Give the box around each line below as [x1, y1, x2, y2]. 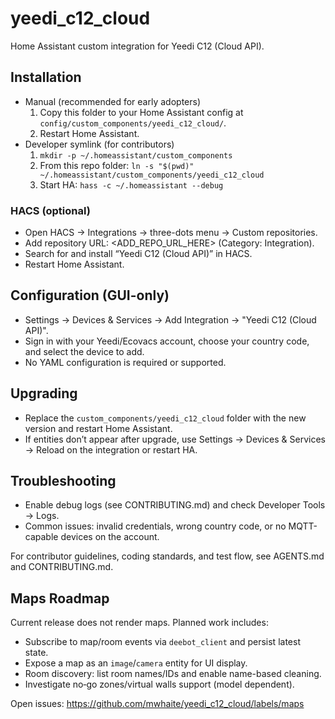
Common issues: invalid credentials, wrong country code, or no [24, 520, 287, 532]
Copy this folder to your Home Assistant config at [39, 106, 244, 118]
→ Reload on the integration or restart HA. [24, 443, 198, 456]
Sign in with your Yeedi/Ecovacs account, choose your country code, [24, 335, 310, 347]
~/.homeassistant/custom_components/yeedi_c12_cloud [39, 170, 265, 180]
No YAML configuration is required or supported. [24, 356, 227, 368]
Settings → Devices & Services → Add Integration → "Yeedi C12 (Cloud [24, 313, 317, 326]
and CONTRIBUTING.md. [10, 561, 114, 573]
